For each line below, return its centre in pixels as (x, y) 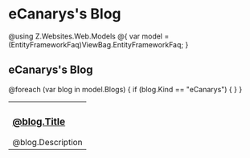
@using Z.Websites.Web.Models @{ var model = (89, 36)
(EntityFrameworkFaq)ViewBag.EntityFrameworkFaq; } (98, 44)
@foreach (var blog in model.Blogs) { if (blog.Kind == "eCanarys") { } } (125, 89)
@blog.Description (47, 142)
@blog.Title (39, 122)
